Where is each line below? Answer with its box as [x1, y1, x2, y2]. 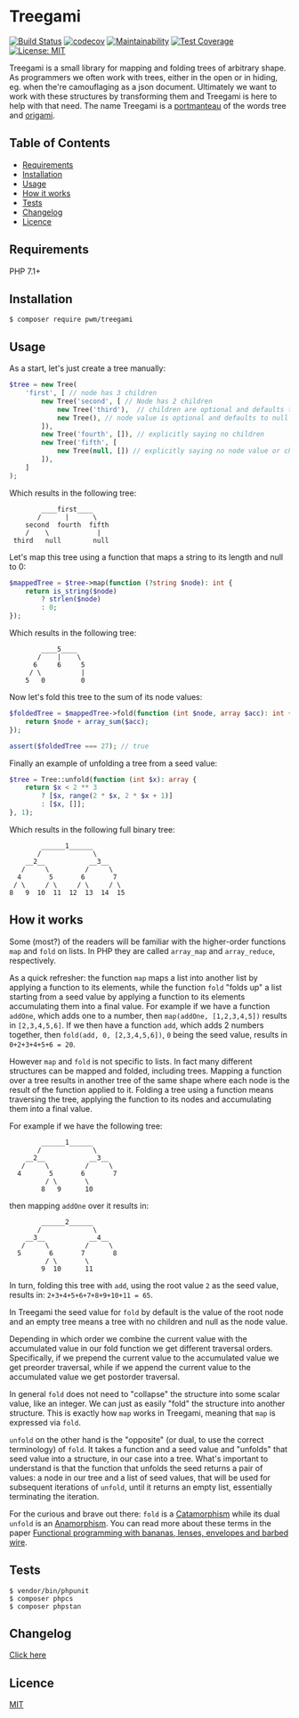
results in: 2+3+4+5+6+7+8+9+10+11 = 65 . [9, 1289, 154, 1300]
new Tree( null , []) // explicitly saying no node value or [56, 447, 280, 456]
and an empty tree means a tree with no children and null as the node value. [9, 1316, 288, 1327]
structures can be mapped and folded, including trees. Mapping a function [9, 1065, 282, 1076]
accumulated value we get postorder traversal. [9, 1371, 181, 1382]
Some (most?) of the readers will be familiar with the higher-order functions [9, 936, 287, 947]
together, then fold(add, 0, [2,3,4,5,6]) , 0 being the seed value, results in [9, 1029, 287, 1040]
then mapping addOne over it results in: [9, 1200, 149, 1211]
